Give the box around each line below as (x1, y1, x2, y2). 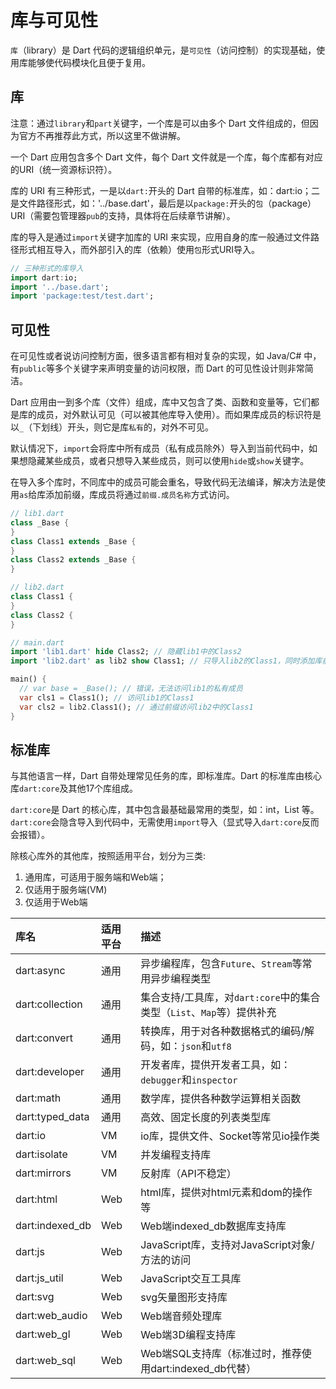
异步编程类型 (150, 972, 212, 986)
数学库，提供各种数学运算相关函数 (140, 1092, 302, 1106)
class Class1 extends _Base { (10, 536, 137, 546)
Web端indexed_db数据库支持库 (140, 1219, 287, 1233)
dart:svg (15, 1290, 55, 1304)
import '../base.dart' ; (10, 282, 110, 292)
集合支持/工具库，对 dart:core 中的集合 (140, 991, 321, 1005)
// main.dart (10, 637, 65, 648)
